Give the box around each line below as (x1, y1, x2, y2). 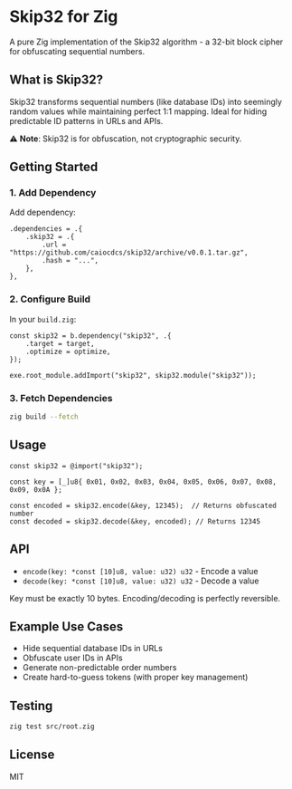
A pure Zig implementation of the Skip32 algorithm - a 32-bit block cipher (9, 36, 284, 47)
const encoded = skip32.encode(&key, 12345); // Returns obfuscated (9, 501, 278, 510)
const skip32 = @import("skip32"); (9, 461, 144, 470)
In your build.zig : (9, 313, 77, 324)
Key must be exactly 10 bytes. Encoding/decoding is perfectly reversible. (9, 592, 281, 603)
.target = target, (25, 339, 95, 348)
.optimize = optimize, (25, 347, 111, 356)
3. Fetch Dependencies (9, 391, 113, 404)
